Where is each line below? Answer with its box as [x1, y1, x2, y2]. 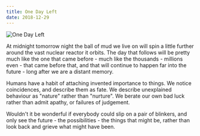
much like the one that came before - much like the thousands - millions [6, 55, 183, 62]
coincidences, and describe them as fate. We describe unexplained [6, 86, 172, 93]
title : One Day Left [6, 8, 58, 15]
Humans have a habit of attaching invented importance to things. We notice [6, 79, 192, 87]
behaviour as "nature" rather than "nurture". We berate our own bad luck [6, 92, 185, 99]
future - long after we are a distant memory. [6, 68, 114, 75]
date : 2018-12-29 [6, 14, 50, 20]
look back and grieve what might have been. [6, 123, 115, 130]
